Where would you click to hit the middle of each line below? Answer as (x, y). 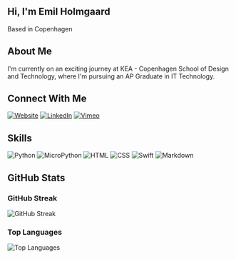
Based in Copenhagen (40, 29)
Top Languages (35, 232)
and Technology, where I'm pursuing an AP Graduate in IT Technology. (111, 76)
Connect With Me (47, 99)
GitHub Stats (36, 178)
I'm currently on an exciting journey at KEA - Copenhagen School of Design (118, 68)
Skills (20, 138)
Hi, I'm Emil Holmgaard (59, 12)
